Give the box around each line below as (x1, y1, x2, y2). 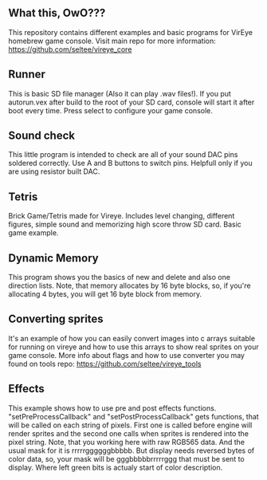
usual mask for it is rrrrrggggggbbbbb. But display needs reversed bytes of (8, 446, 255, 455)
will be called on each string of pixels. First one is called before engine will (8, 420, 253, 430)
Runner (8, 68, 46, 81)
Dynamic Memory (8, 251, 99, 265)
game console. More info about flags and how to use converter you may (8, 350, 245, 360)
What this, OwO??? (8, 6, 106, 20)
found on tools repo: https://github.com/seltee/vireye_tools (8, 359, 202, 368)
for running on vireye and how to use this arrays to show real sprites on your (8, 342, 259, 352)
